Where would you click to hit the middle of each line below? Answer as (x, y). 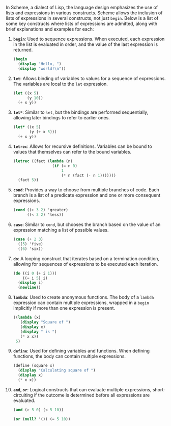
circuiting (23, 395)
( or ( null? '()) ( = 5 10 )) (42, 419)
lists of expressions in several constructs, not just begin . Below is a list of (82, 18)
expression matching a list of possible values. (61, 230)
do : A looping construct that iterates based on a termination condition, (86, 258)
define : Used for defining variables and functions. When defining (81, 351)
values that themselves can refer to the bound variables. (72, 152)
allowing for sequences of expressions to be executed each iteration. (85, 264)
